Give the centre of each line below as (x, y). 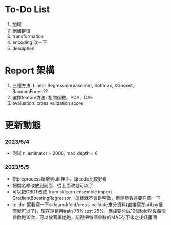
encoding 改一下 (29, 42)
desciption (23, 48)
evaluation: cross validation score (48, 103)
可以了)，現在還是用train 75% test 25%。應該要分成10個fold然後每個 (93, 211)
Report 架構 (30, 71)
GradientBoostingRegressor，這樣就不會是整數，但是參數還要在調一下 (86, 198)
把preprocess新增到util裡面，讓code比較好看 (60, 179)
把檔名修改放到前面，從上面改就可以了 (52, 185)
